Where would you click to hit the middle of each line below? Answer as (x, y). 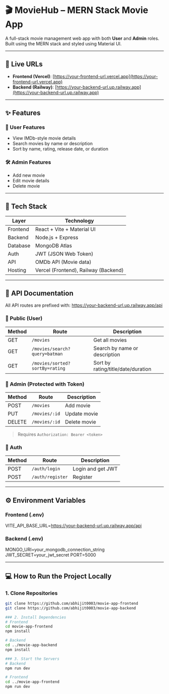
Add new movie (29, 175)
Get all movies (110, 340)
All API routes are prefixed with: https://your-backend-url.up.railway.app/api (84, 305)
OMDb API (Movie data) (63, 262)
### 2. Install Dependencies (36, 617)
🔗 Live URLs (24, 64)
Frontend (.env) (25, 515)
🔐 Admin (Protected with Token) (45, 384)
